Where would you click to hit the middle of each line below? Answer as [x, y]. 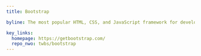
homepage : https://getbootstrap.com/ [59, 38]
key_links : [20, 33]
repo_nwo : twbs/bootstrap [44, 44]
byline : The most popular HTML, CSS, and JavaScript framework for [92, 22]
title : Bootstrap [28, 11]
